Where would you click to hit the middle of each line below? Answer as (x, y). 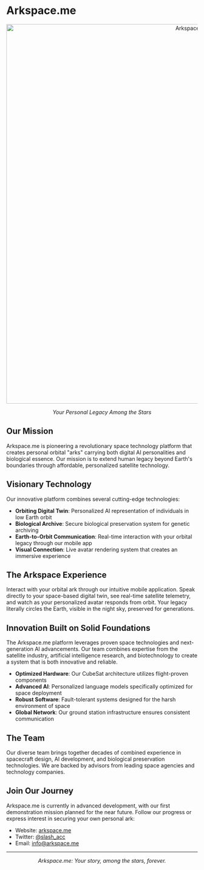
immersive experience (43, 556)
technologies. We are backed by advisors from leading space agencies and (100, 765)
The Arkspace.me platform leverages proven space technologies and (93, 643)
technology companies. (36, 772)
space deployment (38, 693)
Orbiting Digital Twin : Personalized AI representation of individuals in (102, 511)
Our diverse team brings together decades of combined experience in (93, 753)
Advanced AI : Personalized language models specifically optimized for (104, 687)
